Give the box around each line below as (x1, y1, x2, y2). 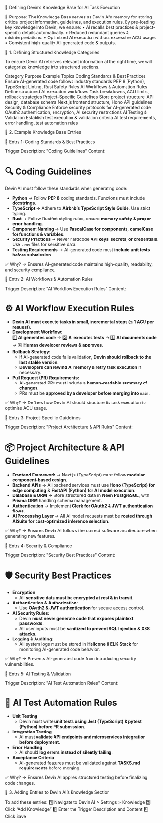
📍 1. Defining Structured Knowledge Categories (5, 49, 100, 55)
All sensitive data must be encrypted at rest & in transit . (19, 594, 134, 601)
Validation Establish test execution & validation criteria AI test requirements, (5, 115, 157, 120)
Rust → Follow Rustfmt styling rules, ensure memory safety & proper (12, 216, 151, 221)
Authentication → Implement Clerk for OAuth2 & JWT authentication (12, 503, 153, 509)
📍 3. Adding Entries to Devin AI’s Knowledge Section (5, 789, 110, 795)
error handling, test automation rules (5, 120, 78, 126)
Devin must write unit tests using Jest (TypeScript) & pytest (19, 718, 142, 724)
